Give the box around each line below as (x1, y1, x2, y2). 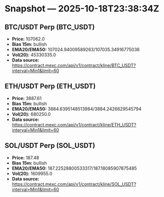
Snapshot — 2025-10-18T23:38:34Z (4, 3, 160, 14)
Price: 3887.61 (11, 95, 42, 101)
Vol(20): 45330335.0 (11, 52, 56, 58)
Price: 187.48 (11, 155, 39, 161)
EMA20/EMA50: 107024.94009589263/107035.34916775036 (11, 47, 140, 52)
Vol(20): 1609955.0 (11, 170, 53, 177)
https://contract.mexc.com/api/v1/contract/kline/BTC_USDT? (11, 63, 136, 68)
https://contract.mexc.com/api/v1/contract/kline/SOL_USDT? (11, 181, 137, 187)
